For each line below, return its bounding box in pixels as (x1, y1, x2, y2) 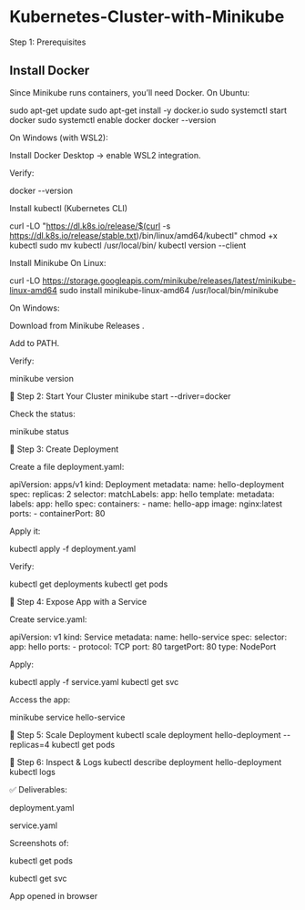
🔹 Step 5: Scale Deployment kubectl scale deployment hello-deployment (9, 729, 281, 740)
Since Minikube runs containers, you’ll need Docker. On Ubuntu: (9, 87, 250, 97)
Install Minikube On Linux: (9, 257, 107, 268)
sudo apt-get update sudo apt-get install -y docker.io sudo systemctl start (9, 105, 287, 116)
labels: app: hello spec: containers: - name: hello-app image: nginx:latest (9, 498, 283, 509)
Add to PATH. (9, 337, 60, 348)
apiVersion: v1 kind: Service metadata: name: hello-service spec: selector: (9, 631, 288, 642)
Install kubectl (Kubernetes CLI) (9, 202, 128, 213)
